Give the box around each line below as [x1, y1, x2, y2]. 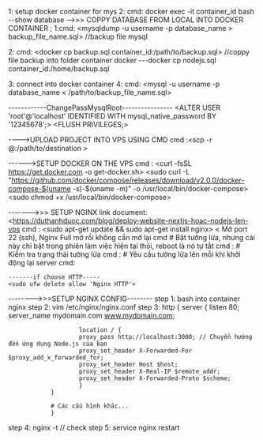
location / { [78, 326, 122, 334]
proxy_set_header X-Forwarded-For [78, 347, 193, 355]
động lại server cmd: [8, 258, 76, 267]
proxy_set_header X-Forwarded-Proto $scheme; [78, 374, 231, 382]
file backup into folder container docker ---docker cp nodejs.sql [8, 55, 217, 65]
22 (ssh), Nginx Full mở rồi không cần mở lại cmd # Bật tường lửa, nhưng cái [8, 233, 255, 242]
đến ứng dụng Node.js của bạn [8, 340, 108, 348]
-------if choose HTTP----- [8, 273, 101, 281]
